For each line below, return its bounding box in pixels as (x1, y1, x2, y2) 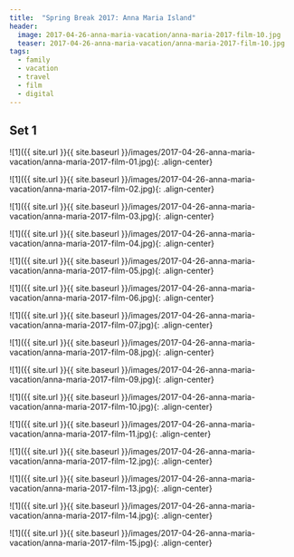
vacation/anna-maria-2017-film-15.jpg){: (9, 537, 160, 549)
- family (17, 55, 51, 64)
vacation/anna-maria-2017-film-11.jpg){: (9, 428, 158, 440)
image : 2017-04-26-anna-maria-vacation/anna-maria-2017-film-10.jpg (17, 30, 281, 39)
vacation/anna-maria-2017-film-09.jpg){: (9, 374, 161, 386)
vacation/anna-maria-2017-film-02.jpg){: (9, 183, 161, 195)
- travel (17, 73, 51, 82)
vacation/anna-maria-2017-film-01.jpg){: (9, 156, 160, 168)
